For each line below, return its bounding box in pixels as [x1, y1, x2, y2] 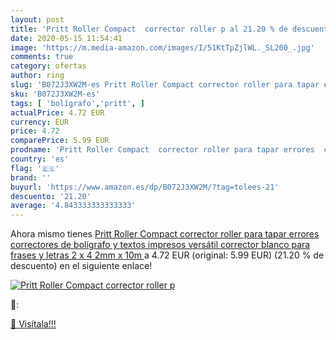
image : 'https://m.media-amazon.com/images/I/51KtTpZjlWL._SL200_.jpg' [10, 42, 315, 53]
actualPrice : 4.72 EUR [10, 107, 105, 118]
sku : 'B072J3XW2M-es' [10, 89, 101, 99]
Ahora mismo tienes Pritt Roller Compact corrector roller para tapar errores [10, 228, 320, 240]
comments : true [10, 52, 74, 62]
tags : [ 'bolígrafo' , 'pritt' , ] [10, 98, 145, 108]
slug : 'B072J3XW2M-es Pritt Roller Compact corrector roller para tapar [10, 80, 320, 90]
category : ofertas [10, 61, 87, 71]
